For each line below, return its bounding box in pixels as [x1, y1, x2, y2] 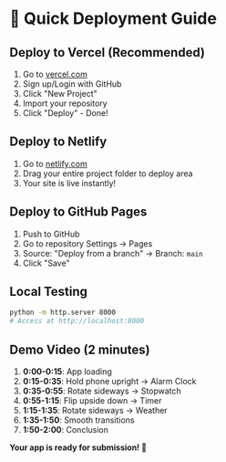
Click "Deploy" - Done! [22, 108, 108, 118]
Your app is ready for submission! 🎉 [9, 442, 148, 453]
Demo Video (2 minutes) [9, 341, 150, 357]
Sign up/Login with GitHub [22, 79, 122, 89]
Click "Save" [22, 257, 70, 268]
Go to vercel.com [22, 68, 88, 79]
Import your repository [22, 98, 108, 109]
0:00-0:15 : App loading [22, 366, 112, 377]
